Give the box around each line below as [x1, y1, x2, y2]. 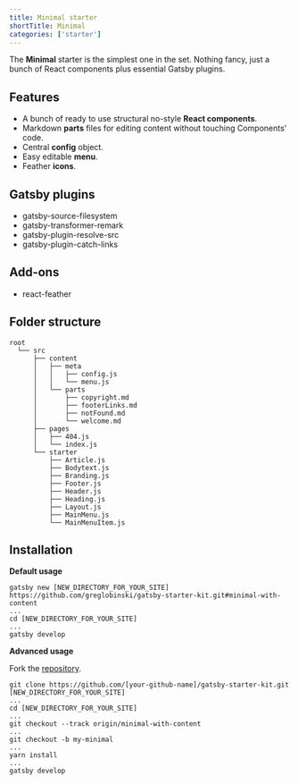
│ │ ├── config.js [32, 369, 118, 378]
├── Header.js [48, 486, 102, 496]
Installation [9, 543, 73, 558]
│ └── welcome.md [32, 417, 122, 426]
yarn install [9, 751, 58, 760]
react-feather [21, 288, 71, 299]
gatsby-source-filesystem [21, 211, 118, 221]
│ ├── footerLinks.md [32, 400, 138, 409]
